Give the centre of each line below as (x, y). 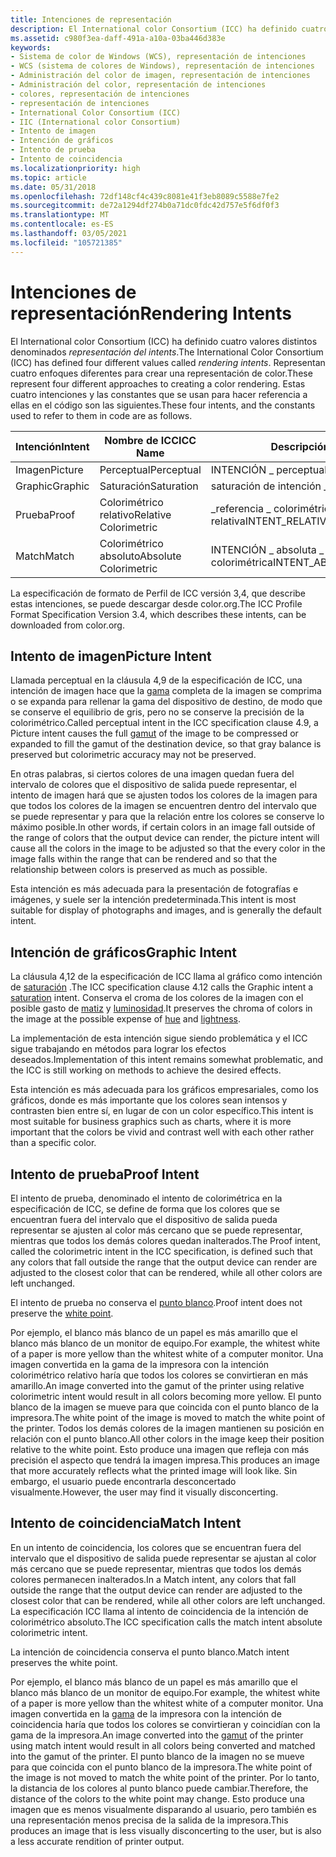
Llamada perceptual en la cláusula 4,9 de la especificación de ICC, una (156, 680)
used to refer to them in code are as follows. (101, 415)
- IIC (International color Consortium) (96, 122)
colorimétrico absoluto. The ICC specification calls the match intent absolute (166, 1622)
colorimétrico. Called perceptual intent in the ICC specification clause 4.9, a (164, 723)
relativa (228, 521)
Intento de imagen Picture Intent (111, 656)
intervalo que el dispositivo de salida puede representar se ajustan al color (163, 1558)
